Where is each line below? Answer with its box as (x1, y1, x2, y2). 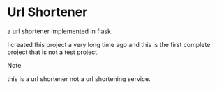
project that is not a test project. (7, 48, 99, 56)
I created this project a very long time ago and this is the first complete (7, 40, 211, 48)
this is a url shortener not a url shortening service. (7, 74, 151, 83)
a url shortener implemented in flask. (7, 27, 113, 35)
